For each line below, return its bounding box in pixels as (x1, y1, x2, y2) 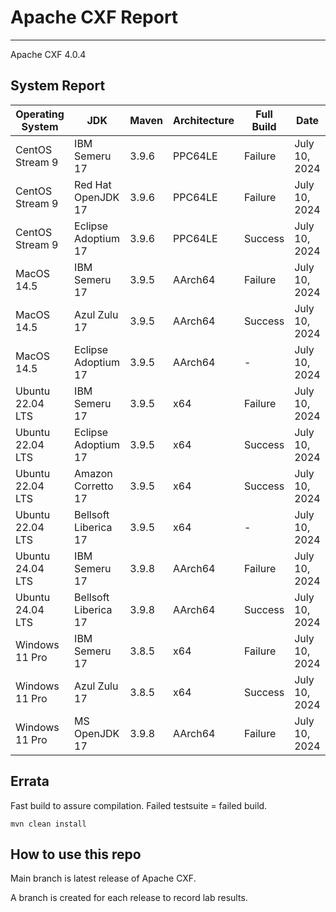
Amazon (74, 466, 113, 480)
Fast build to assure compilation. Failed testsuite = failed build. (10, 799, 268, 811)
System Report (10, 77, 106, 95)
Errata (10, 773, 50, 790)
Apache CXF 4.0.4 (10, 48, 87, 60)
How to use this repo (10, 846, 142, 863)
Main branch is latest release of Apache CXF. (10, 872, 197, 885)
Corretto (74, 479, 114, 493)
